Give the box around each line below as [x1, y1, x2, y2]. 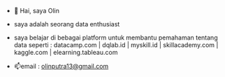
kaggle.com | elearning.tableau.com [13, 49, 118, 56]
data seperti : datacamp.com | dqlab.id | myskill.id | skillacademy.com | [13, 41, 219, 49]
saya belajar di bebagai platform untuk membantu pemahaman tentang [13, 33, 218, 42]
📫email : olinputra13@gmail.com [13, 62, 109, 70]
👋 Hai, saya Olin [13, 7, 59, 15]
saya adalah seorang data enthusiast [13, 20, 120, 28]
